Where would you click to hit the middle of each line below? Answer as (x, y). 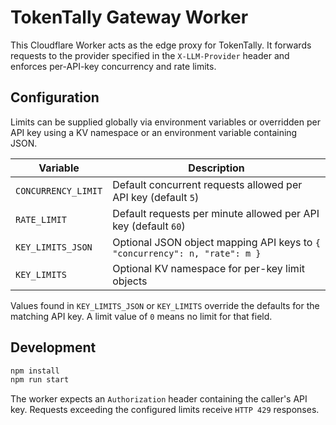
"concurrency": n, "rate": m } (187, 253)
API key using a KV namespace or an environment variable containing (154, 132)
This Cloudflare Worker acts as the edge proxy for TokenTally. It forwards (161, 45)
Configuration (55, 97)
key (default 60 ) (149, 226)
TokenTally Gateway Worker (129, 17)
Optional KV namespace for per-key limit (208, 268)
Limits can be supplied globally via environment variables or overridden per (165, 122)
